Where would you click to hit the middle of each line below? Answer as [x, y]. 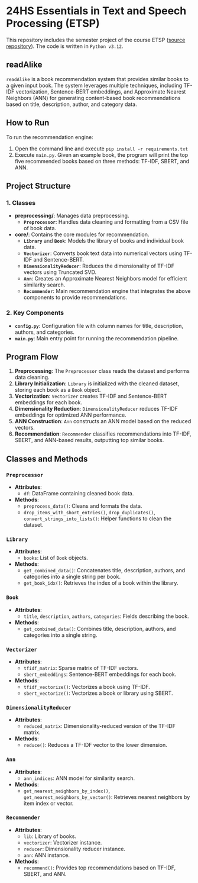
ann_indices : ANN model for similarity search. [79, 778]
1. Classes [21, 202]
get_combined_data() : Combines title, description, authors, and [100, 629]
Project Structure [38, 186]
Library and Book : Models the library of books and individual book [104, 241]
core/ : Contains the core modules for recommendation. [82, 234]
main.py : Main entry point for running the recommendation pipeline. [97, 338]
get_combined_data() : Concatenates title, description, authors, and [104, 571]
